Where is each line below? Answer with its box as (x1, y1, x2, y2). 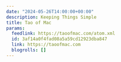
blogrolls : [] (11, 47, 46, 53)
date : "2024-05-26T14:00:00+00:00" (6, 8, 94, 15)
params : (6, 25, 26, 31)
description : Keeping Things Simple (6, 14, 97, 20)
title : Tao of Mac (6, 19, 52, 25)
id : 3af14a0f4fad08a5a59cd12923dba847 (11, 36, 108, 42)
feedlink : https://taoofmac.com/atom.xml (11, 31, 116, 37)
